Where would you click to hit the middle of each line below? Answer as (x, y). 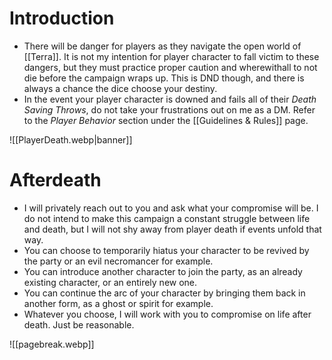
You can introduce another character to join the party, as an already (163, 271)
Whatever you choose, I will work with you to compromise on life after (167, 314)
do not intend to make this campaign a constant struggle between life (167, 218)
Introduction (62, 18)
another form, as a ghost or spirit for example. (118, 303)
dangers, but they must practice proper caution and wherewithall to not (170, 67)
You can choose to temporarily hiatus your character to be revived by (166, 250)
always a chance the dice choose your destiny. (120, 88)
